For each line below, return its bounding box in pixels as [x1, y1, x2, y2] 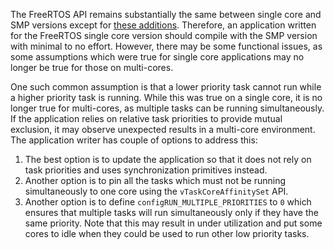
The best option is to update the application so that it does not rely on [24, 154, 312, 165]
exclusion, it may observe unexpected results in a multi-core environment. [10, 124, 316, 135]
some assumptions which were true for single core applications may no [10, 51, 305, 63]
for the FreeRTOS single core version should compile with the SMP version [10, 30, 318, 41]
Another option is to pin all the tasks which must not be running [24, 175, 286, 186]
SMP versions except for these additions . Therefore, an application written [10, 19, 317, 31]
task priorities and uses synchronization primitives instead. [24, 164, 268, 176]
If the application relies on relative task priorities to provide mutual [10, 113, 283, 124]
